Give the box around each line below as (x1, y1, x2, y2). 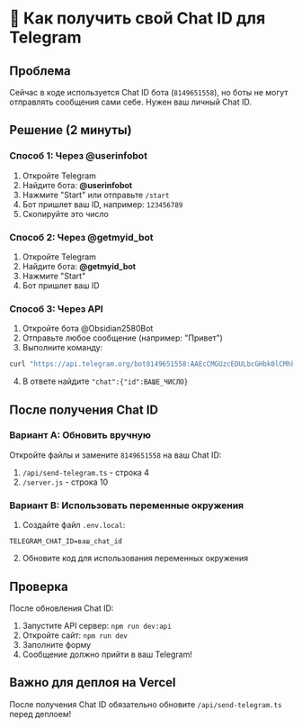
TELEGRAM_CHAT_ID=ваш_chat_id (9, 537, 123, 546)
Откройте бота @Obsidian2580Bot (22, 323, 154, 334)
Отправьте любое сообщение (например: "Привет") (22, 332, 223, 343)
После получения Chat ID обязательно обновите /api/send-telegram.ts (9, 698, 282, 710)
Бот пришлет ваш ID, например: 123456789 (22, 198, 183, 210)
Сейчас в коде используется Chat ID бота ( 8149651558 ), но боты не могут (9, 87, 289, 97)
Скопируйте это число (22, 208, 110, 219)
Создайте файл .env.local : (22, 520, 126, 531)
